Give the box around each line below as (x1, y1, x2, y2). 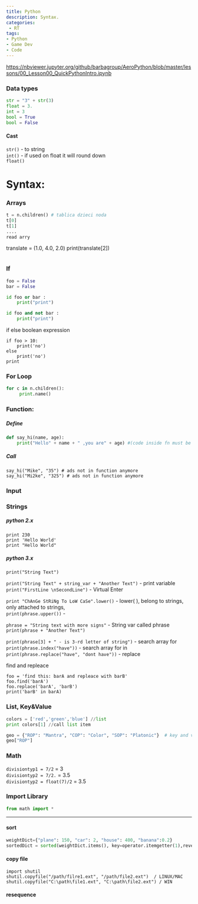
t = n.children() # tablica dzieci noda (6, 212, 107, 218)
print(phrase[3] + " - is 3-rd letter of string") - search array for (6, 638, 177, 645)
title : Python (6, 8, 41, 15)
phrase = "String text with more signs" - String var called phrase (6, 621, 170, 629)
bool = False (6, 119, 38, 126)
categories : (6, 19, 35, 25)
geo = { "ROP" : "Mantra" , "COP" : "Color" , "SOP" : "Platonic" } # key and (6, 732, 189, 738)
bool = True (6, 114, 35, 120)
